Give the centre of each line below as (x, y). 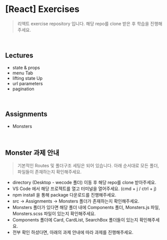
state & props (26, 67)
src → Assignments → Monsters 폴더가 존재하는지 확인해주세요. (76, 201)
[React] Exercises (42, 9)
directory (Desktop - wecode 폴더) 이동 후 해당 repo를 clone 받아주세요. (84, 183)
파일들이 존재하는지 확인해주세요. (49, 172)
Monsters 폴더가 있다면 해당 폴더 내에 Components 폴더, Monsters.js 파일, (86, 208)
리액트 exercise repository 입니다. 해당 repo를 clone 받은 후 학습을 (83, 23)
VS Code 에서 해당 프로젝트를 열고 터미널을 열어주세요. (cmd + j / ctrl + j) (84, 189)
